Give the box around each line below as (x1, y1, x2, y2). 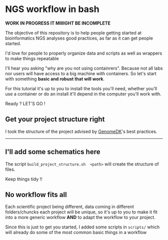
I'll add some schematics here (5, 148, 100, 156)
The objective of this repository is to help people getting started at (5, 30, 141, 36)
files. (5, 166, 15, 172)
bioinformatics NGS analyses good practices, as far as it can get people (5, 35, 153, 41)
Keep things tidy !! (5, 176, 42, 182)
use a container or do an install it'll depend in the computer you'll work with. (5, 91, 161, 97)
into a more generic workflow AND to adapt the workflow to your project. (5, 214, 156, 220)
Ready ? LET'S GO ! (5, 100, 46, 106)
